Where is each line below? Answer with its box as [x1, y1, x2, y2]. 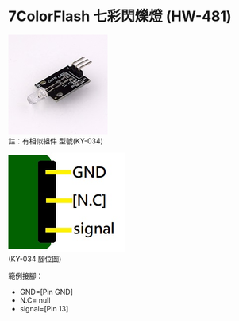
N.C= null [19, 296, 51, 305]
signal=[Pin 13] [19, 303, 69, 313]
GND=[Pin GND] [19, 287, 74, 296]
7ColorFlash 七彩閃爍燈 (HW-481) [8, 7, 232, 25]
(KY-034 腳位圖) [8, 254, 62, 264]
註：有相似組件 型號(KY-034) [8, 136, 103, 146]
